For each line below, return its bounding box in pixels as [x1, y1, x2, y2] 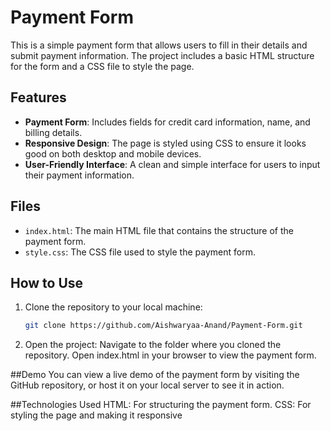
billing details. [24, 126, 83, 138]
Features [10, 89, 67, 106]
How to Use [10, 274, 84, 291]
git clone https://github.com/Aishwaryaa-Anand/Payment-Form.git [24, 321, 303, 331]
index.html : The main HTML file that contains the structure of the [24, 224, 294, 236]
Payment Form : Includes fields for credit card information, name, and [24, 116, 311, 128]
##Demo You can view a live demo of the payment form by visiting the [10, 369, 300, 381]
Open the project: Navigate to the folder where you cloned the [24, 339, 282, 351]
